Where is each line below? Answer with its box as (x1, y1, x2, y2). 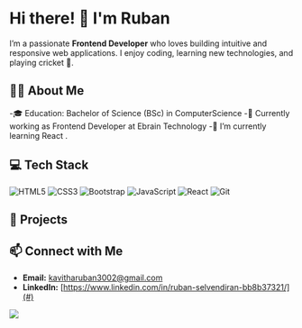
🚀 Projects (9, 212, 69, 227)
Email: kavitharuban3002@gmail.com (22, 272, 163, 283)
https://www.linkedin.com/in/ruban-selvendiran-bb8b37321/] (62, 281, 290, 292)
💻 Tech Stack (9, 158, 89, 173)
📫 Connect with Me (9, 243, 124, 260)
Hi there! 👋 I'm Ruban (9, 8, 171, 29)
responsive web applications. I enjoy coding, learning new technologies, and (9, 47, 294, 58)
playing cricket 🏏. (9, 57, 74, 68)
